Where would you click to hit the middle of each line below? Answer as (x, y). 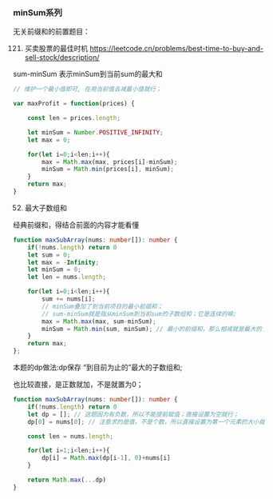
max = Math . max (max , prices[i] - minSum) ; (110, 162)
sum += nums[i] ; (69, 299)
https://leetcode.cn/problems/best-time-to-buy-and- (177, 49)
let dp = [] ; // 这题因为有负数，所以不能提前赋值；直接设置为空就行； (133, 414)
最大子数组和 (45, 208)
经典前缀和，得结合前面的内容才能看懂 (76, 225)
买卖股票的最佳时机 (56, 49)
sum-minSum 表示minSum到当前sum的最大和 (88, 74)
